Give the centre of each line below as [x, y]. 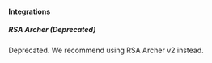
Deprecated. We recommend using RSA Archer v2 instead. [106, 50]
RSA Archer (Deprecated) [52, 30]
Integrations [30, 11]
